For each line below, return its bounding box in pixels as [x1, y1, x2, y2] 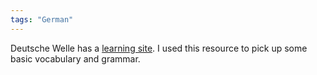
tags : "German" [10, 14, 74, 25]
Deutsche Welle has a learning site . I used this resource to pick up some [10, 42, 308, 54]
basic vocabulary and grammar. [10, 52, 141, 65]
